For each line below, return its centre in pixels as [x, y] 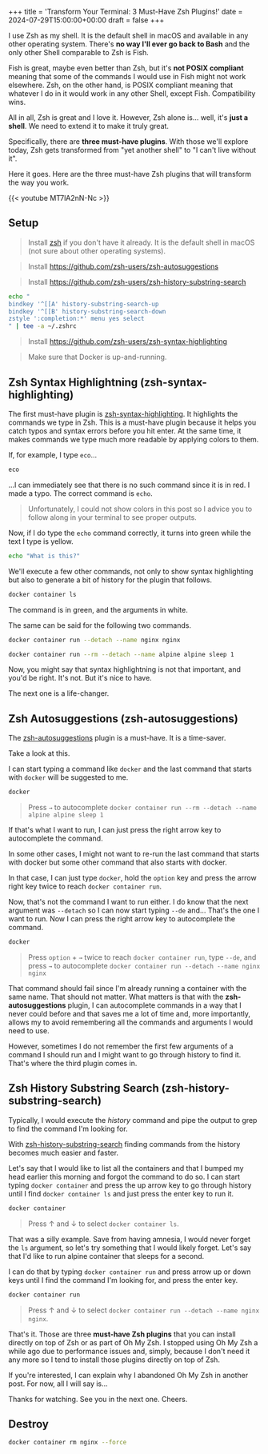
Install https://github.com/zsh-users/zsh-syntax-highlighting [128, 342]
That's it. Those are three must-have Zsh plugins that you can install [122, 1334]
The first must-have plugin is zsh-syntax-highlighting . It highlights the [123, 414]
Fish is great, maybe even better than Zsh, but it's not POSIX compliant [126, 68]
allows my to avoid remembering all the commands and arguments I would [131, 1022]
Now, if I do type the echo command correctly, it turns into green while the [130, 533]
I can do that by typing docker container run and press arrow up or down [130, 1272]
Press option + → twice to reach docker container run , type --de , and [142, 957]
